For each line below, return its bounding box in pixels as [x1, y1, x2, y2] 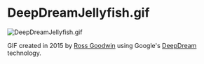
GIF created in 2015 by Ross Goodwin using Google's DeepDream [7, 41, 197, 49]
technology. [7, 49, 42, 57]
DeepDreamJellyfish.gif [7, 5, 150, 21]
